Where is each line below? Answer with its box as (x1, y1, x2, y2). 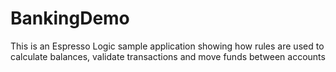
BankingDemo (10, 7, 130, 30)
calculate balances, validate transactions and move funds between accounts (10, 50, 326, 62)
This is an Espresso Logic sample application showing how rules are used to (10, 40, 325, 52)
